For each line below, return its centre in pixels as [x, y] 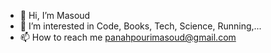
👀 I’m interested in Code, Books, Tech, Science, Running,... [140, 26]
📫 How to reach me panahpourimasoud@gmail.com [128, 37]
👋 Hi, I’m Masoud [55, 15]
